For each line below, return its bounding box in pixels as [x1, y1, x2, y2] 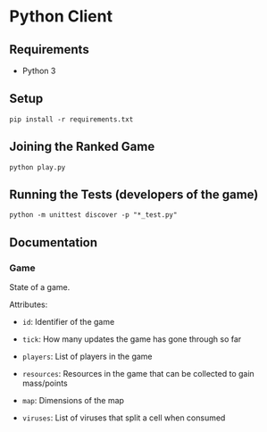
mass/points [21, 378, 69, 389]
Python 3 [21, 65, 56, 76]
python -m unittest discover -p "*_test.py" [9, 211, 178, 220]
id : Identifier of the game [21, 317, 115, 328]
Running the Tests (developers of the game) [9, 187, 259, 203]
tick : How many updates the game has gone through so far [21, 334, 242, 345]
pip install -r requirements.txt [9, 114, 134, 124]
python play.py [9, 162, 66, 171]
